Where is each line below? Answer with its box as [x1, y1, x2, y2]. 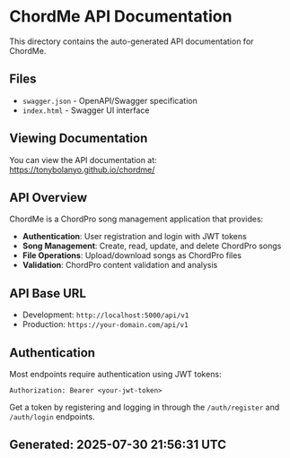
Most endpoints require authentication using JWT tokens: [9, 369, 222, 379]
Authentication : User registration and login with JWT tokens [22, 231, 247, 242]
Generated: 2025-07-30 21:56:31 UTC [9, 437, 227, 453]
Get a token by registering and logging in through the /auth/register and [9, 402, 280, 412]
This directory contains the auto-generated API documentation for [9, 36, 254, 47]
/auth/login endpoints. [9, 411, 96, 422]
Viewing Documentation [9, 131, 148, 146]
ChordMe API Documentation [9, 6, 233, 27]
